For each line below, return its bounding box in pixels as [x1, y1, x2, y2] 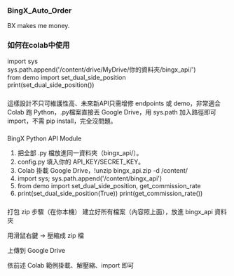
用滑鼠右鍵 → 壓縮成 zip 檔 [7, 231, 84, 240]
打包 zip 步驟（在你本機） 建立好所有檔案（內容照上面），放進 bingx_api [7, 208, 214, 216]
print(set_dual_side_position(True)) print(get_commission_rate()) [17, 189, 203, 198]
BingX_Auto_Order [7, 6, 72, 15]
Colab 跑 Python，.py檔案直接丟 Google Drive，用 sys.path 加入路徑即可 [7, 107, 216, 116]
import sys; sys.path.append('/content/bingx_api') [17, 174, 163, 183]
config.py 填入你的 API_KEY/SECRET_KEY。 [17, 157, 145, 166]
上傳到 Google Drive [7, 247, 65, 255]
